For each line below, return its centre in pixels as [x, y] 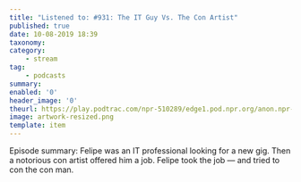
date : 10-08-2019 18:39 [54, 34]
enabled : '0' [34, 92]
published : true [39, 26]
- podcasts [46, 76]
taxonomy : [28, 42]
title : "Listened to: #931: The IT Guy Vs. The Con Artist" [124, 17]
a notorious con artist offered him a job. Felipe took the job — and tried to [145, 160]
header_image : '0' [43, 100]
